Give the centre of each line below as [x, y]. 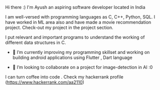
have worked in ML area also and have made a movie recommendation [78, 22]
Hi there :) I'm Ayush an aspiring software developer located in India [75, 7]
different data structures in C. [36, 42]
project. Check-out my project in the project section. [59, 27]
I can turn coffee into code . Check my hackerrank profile [64, 77]
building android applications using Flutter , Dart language [72, 57]
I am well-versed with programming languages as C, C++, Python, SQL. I [80, 17]
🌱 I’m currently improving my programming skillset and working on [81, 52]
